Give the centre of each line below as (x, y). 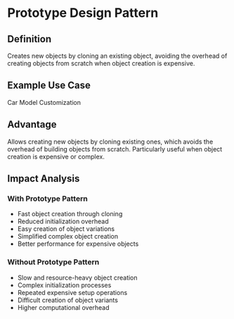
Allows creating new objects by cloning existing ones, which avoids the (110, 142)
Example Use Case (49, 86)
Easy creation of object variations (66, 229)
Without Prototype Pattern (53, 262)
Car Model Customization (44, 102)
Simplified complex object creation (67, 237)
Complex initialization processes (64, 285)
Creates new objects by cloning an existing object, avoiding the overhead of (117, 56)
